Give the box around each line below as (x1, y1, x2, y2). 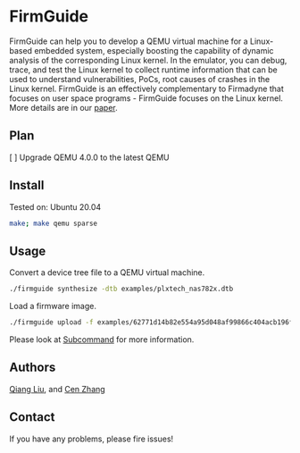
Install (9, 178, 45, 193)
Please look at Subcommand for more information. (9, 334, 195, 345)
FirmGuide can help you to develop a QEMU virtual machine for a (9, 36, 248, 46)
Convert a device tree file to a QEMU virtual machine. (9, 267, 205, 278)
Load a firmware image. (9, 301, 96, 312)
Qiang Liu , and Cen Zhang (9, 383, 105, 394)
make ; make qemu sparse (9, 219, 98, 228)
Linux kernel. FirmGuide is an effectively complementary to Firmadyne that (9, 83, 284, 94)
